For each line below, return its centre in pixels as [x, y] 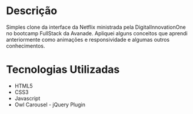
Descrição [32, 11]
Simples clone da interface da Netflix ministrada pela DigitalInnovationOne [96, 27]
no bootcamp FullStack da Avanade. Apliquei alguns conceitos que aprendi [97, 33]
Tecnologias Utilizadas [63, 70]
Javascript [27, 98]
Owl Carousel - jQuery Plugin [50, 105]
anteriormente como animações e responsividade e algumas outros [88, 39]
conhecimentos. [26, 46]
